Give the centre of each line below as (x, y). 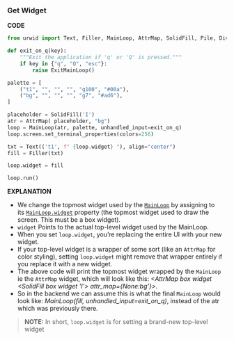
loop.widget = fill (36, 165)
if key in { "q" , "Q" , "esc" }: (64, 64)
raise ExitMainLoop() (64, 70)
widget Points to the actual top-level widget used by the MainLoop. (113, 227)
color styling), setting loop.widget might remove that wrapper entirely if (120, 257)
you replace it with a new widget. (65, 264)
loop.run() (23, 178)
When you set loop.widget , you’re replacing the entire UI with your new (119, 234)
